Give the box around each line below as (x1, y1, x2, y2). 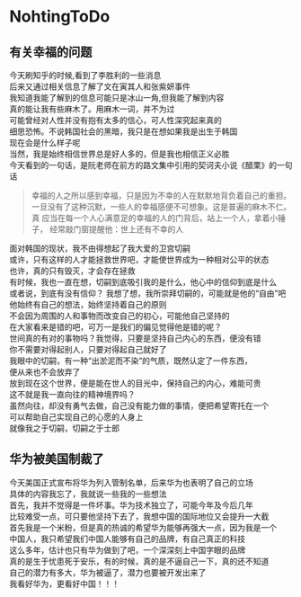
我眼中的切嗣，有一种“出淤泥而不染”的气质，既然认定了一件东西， (9, 355, 253, 366)
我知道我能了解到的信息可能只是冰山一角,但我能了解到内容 (9, 93, 225, 102)
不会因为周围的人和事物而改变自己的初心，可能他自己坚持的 (9, 310, 230, 321)
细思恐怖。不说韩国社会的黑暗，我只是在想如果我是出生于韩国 (9, 126, 238, 137)
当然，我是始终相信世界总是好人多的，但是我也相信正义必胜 (9, 148, 230, 159)
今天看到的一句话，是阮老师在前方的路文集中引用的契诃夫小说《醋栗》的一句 (9, 160, 293, 170)
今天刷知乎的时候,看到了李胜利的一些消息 (9, 70, 162, 80)
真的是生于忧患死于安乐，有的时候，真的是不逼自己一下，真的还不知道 (9, 556, 270, 566)
